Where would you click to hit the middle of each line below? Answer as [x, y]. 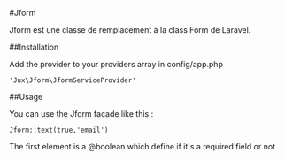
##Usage [26, 97]
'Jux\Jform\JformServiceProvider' [73, 80]
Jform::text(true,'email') [59, 130]
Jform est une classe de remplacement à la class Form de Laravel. [130, 30]
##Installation [34, 47]
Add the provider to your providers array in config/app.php [116, 64]
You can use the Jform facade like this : [81, 114]
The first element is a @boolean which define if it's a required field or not [142, 146]
